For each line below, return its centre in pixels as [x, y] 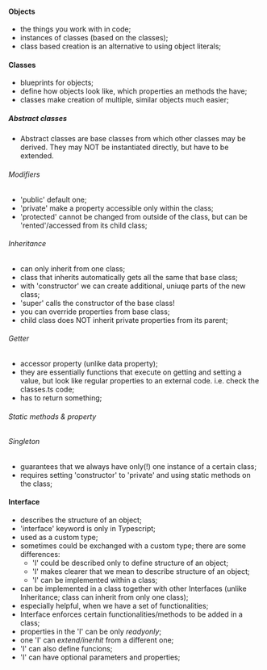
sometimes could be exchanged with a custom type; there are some [133, 546]
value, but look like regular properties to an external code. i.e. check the [140, 380]
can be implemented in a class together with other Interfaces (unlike [133, 588]
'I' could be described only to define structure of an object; [130, 563]
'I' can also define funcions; [66, 649]
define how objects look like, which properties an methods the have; [133, 91]
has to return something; [61, 398]
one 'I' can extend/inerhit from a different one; [97, 640]
